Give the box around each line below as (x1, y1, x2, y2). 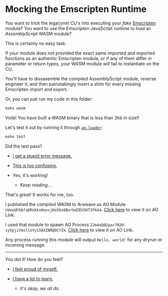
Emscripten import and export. (5, 86, 68, 92)
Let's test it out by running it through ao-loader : (5, 124, 103, 130)
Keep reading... (19, 181, 51, 188)
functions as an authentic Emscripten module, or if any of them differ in (5, 55, 152, 61)
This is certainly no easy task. (5, 40, 66, 46)
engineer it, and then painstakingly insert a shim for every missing (5, 81, 141, 87)
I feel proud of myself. (12, 266, 58, 272)
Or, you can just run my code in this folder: (5, 96, 93, 102)
